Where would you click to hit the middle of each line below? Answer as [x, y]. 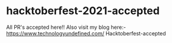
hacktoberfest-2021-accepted [83, 11]
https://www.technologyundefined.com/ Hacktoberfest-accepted [86, 33]
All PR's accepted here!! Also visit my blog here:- [66, 27]
